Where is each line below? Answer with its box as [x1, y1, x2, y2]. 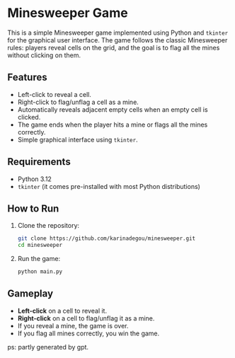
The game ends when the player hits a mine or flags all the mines [17, 120, 208, 129]
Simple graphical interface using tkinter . [17, 135, 138, 144]
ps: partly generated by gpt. [7, 342, 89, 351]
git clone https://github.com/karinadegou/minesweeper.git [17, 235, 196, 242]
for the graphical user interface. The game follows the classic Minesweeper [7, 35, 228, 44]
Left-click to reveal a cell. [17, 90, 92, 98]
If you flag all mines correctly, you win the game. [17, 329, 160, 337]
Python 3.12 [17, 175, 52, 183]
